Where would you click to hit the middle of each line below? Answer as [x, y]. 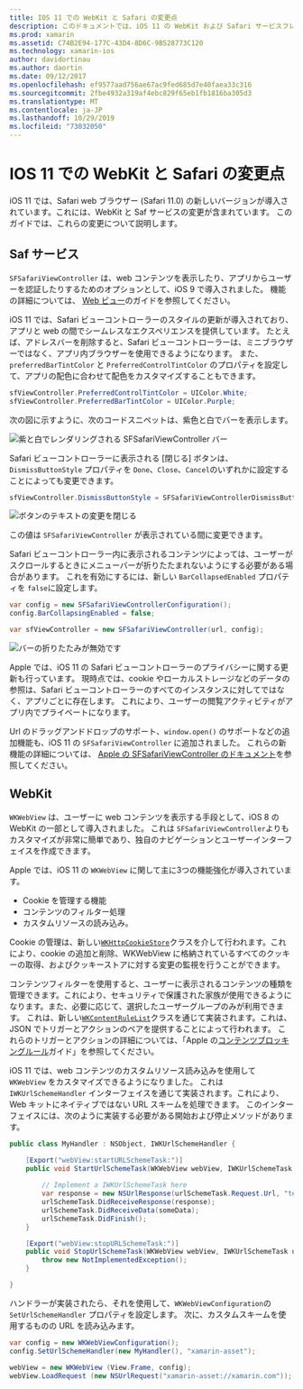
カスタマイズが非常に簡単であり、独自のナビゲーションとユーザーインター [147, 839]
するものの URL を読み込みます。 [78, 1325]
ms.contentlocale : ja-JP [56, 110]
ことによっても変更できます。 [64, 480]
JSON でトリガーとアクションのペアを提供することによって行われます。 [143, 1028]
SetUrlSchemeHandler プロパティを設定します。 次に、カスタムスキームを [144, 1314]
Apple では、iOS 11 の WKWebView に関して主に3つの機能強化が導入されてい [147, 870]
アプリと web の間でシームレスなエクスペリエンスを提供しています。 [137, 331]
